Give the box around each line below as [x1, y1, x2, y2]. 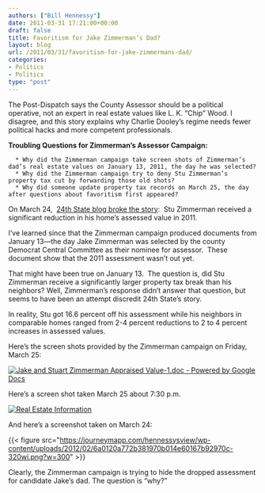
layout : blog [8, 41, 51, 49]
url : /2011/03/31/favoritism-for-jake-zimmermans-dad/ [8, 48, 193, 56]
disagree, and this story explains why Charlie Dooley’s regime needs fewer [8, 117, 252, 126]
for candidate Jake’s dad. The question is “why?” [8, 476, 168, 485]
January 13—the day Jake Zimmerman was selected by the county [8, 236, 225, 246]
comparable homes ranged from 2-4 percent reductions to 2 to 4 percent [8, 318, 248, 327]
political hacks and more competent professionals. [8, 124, 172, 135]
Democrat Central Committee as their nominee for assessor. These [8, 245, 228, 254]
